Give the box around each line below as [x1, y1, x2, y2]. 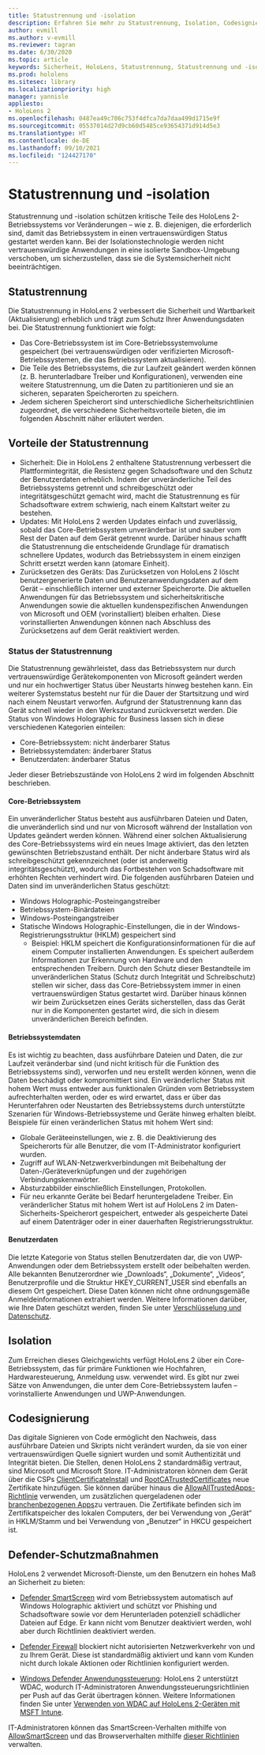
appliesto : [8, 100, 44, 108]
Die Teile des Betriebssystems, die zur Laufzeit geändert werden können [19, 363, 256, 373]
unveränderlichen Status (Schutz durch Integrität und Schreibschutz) [31, 972, 256, 982]
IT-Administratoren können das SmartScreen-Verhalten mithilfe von [8, 1723, 227, 1733]
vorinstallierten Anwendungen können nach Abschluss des [19, 617, 211, 627]
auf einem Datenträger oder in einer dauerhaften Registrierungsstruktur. [19, 1216, 254, 1226]
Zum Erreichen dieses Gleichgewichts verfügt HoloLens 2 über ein [8, 1355, 225, 1365]
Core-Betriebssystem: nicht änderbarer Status [19, 737, 170, 748]
